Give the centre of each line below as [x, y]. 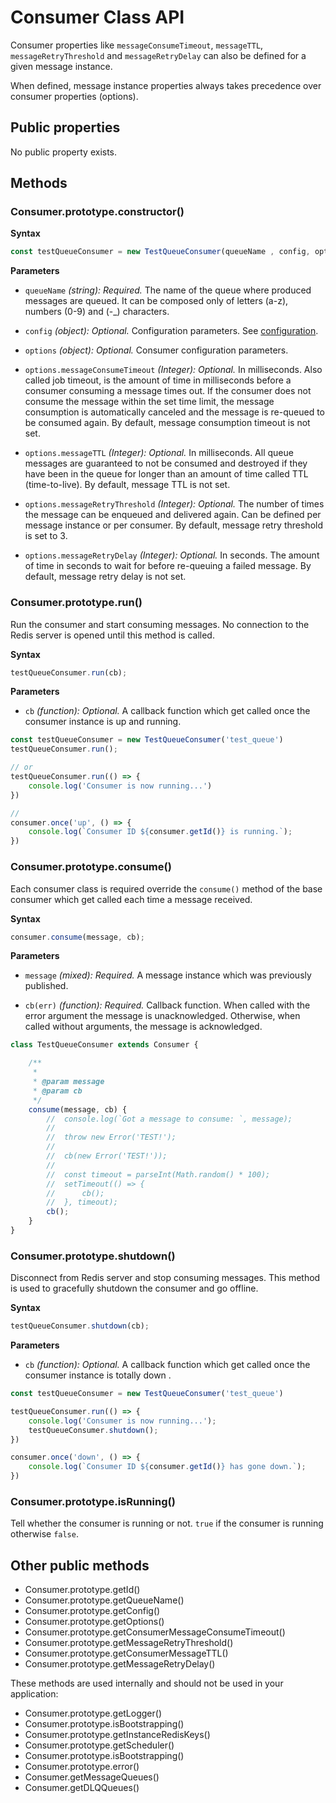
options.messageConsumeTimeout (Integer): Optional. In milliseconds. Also [173, 370]
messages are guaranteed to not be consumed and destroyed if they [166, 463]
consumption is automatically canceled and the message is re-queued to [174, 412]
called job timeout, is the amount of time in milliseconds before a [158, 380]
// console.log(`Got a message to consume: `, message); [169, 1119]
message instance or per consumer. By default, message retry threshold [174, 525]
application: [34, 1694]
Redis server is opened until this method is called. [112, 635]
